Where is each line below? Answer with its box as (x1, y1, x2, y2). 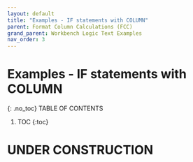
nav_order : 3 (7, 36, 45, 43)
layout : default (7, 10, 55, 17)
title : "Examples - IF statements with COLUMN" (7, 17, 149, 24)
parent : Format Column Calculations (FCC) (7, 23, 133, 30)
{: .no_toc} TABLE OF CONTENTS (7, 104, 103, 112)
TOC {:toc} (17, 118, 49, 126)
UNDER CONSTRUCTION (7, 142, 154, 158)
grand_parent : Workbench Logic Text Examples (7, 29, 142, 37)
